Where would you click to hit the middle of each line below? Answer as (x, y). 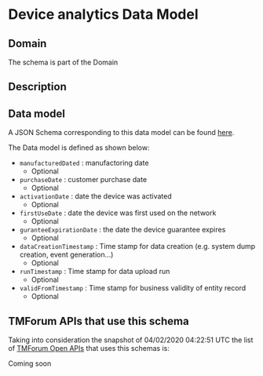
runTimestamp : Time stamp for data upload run (95, 272)
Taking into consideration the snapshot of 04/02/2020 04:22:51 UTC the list (131, 340)
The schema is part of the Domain (63, 62)
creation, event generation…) (66, 255)
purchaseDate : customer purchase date (83, 180)
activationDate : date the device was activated (96, 196)
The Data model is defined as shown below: (79, 148)
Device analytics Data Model (103, 15)
